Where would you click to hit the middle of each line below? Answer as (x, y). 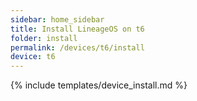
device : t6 (33, 57)
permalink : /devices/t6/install (77, 47)
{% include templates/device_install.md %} (99, 85)
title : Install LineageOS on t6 (77, 29)
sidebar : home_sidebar (57, 19)
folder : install (44, 38)
